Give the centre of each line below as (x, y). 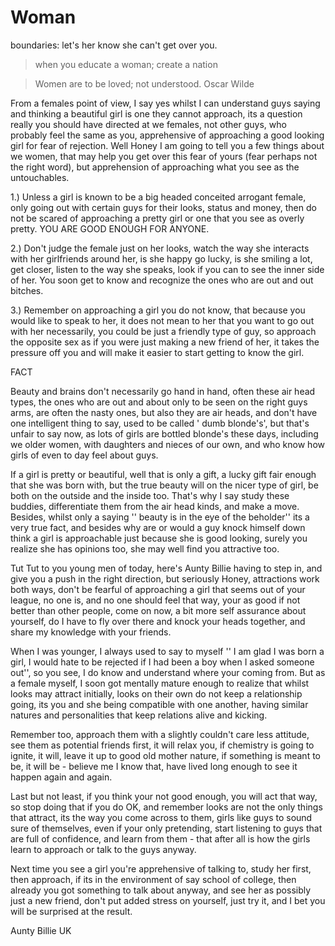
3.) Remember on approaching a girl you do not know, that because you (158, 310)
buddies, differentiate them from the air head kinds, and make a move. (155, 506)
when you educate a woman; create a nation (126, 64)
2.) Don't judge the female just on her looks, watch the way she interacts (160, 248)
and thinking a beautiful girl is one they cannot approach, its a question (156, 113)
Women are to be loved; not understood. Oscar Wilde (144, 83)
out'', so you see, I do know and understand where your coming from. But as (168, 672)
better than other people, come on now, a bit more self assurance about (158, 610)
